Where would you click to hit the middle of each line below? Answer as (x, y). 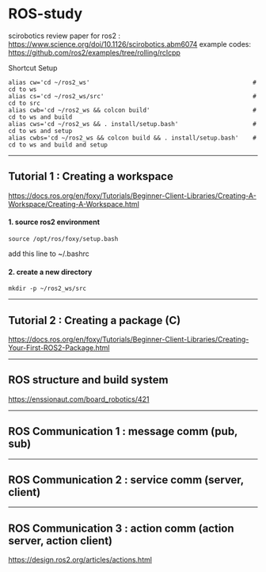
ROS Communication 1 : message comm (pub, (123, 431)
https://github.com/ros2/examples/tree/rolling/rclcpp (94, 52)
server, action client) (61, 541)
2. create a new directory (50, 272)
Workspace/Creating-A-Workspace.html (74, 204)
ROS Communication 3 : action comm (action (122, 528)
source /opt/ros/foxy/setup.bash (63, 238)
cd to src (25, 103)
